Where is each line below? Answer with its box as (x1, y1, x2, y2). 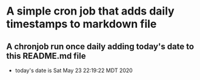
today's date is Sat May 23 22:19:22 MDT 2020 (15, 67, 133, 74)
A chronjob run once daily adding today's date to (6, 41, 195, 52)
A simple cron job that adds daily (6, 4, 175, 18)
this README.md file (6, 50, 86, 61)
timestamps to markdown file (6, 17, 157, 31)
